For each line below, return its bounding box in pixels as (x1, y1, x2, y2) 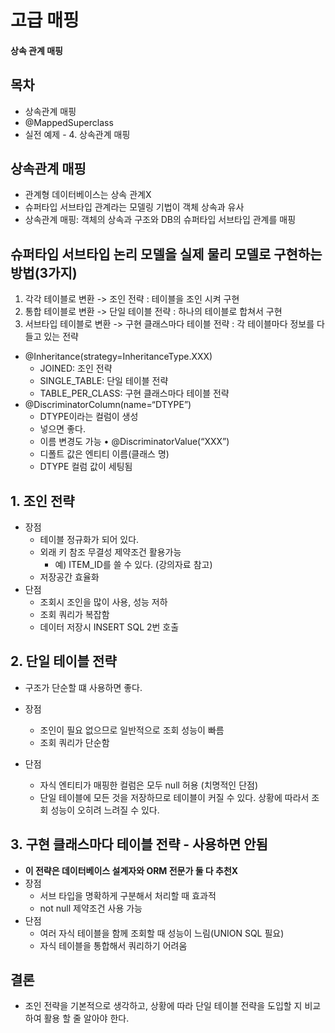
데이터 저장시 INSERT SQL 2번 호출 (39, 621, 180, 633)
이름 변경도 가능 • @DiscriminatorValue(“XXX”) (39, 436, 230, 448)
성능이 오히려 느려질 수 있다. (50, 804, 160, 816)
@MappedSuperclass (24, 116, 114, 128)
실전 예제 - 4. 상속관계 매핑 (24, 128, 131, 140)
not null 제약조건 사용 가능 (39, 902, 143, 914)
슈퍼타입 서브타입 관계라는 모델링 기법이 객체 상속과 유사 (24, 201, 245, 213)
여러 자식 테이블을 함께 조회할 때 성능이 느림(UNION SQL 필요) (39, 927, 285, 939)
